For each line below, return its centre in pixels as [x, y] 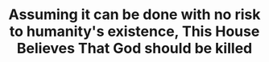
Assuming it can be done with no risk [134, 15]
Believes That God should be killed [134, 48]
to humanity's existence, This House [134, 31]
